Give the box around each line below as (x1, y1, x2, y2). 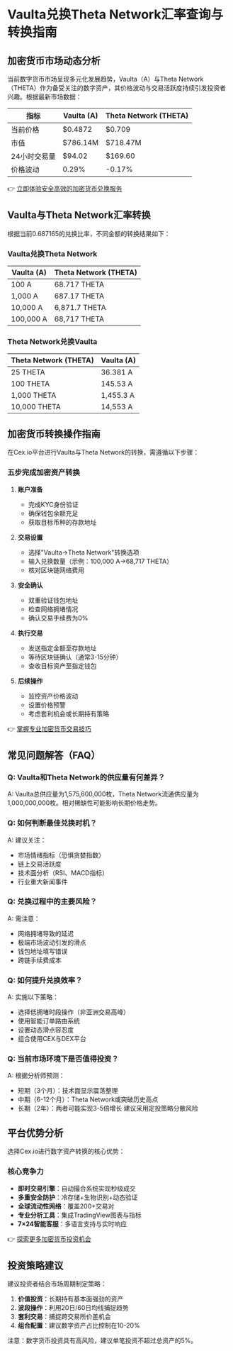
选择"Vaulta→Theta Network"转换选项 (28, 547, 140, 557)
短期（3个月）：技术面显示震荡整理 (17, 1086, 118, 1095)
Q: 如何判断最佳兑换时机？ (7, 818, 97, 828)
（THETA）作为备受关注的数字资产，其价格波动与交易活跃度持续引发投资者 (7, 84, 227, 92)
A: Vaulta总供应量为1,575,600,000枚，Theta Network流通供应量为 (7, 790, 200, 799)
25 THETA (11, 367, 45, 377)
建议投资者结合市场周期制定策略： (7, 1279, 107, 1288)
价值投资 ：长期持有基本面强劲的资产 (17, 1295, 124, 1303)
